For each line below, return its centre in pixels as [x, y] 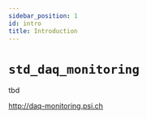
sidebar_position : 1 [43, 16]
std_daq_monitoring [74, 69]
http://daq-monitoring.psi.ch [56, 106]
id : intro [25, 23]
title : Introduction [43, 31]
